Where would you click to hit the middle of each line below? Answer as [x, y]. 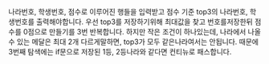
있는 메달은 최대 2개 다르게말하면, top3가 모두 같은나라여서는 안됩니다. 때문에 [138, 42]
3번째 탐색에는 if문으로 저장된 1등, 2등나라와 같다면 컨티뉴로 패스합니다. [120, 52]
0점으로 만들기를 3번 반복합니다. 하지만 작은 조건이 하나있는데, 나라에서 [134, 32]
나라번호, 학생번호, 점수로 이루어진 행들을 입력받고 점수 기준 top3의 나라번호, [128, 12]
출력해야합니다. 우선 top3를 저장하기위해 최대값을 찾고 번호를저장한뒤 [144, 22]
